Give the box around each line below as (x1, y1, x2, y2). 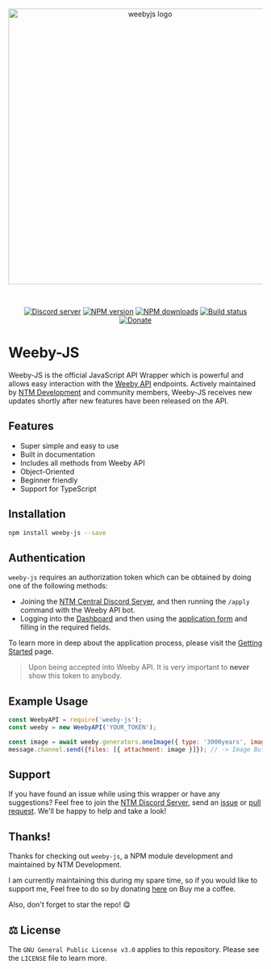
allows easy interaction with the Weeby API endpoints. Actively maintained (8, 378, 256, 388)
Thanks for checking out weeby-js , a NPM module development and (8, 851, 233, 861)
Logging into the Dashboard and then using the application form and (19, 614, 248, 624)
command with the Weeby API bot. (19, 605, 135, 615)
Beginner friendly (19, 475, 78, 485)
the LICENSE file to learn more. (8, 954, 107, 963)
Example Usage (8, 694, 89, 708)
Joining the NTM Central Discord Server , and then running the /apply (19, 596, 250, 606)
